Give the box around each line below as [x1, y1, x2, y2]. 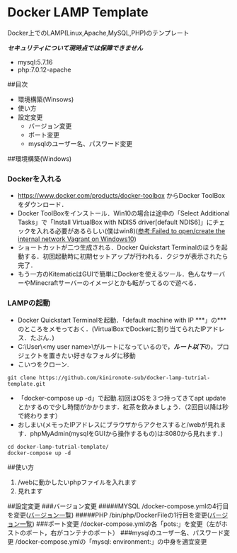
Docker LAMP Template [7, 4, 149, 21]
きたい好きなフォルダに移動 [54, 351, 136, 359]
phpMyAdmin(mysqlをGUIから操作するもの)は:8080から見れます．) [30, 429, 224, 437]
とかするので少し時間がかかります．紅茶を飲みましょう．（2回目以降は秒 [17, 402, 229, 411]
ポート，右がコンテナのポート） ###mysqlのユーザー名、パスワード [25, 528, 224, 537]
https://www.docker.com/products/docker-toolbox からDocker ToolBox [17, 191, 225, 200]
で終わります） [17, 411, 62, 420]
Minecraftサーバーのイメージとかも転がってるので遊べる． [30, 279, 200, 287]
